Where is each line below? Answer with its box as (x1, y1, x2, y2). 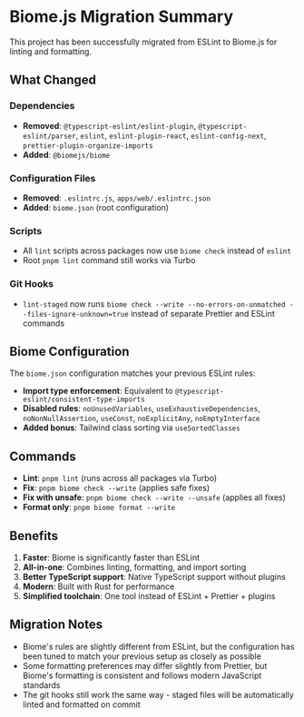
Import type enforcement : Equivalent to (22, 386, 173, 397)
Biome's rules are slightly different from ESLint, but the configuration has (22, 641, 295, 652)
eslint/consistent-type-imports (22, 395, 145, 405)
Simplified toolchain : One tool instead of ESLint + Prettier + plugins (22, 590, 276, 601)
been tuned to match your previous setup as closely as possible (22, 651, 261, 662)
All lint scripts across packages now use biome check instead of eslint (22, 245, 292, 256)
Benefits (9, 528, 59, 544)
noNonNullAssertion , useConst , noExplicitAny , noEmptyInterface (22, 413, 260, 424)
